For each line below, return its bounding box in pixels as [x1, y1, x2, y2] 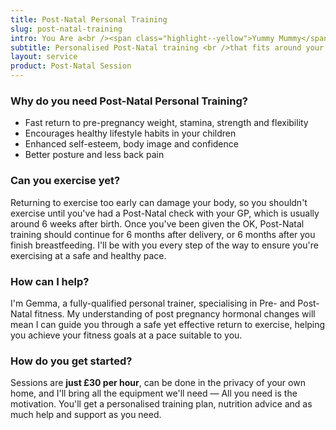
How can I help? [10, 274, 90, 288]
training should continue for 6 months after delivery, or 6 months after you [10, 228, 316, 240]
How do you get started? [10, 354, 133, 368]
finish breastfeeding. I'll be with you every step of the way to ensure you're [10, 239, 319, 251]
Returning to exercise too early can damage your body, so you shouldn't [10, 196, 308, 208]
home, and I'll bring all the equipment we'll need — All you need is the [10, 387, 298, 400]
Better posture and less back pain [24, 149, 165, 161]
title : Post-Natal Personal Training [10, 14, 168, 25]
